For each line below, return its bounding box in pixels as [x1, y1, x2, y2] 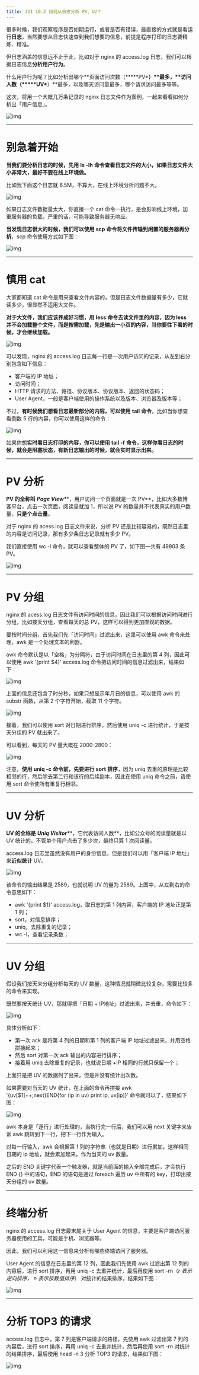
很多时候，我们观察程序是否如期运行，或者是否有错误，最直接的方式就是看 [6, 25, 188, 33]
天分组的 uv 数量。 [6, 1178, 52, 1185]
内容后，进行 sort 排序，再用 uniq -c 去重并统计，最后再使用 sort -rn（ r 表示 [6, 1267, 192, 1275]
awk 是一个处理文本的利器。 [16, 639, 85, 646]
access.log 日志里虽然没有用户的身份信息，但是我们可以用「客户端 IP [6, 850, 175, 857]
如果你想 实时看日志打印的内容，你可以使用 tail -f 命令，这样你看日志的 [6, 439, 179, 446]
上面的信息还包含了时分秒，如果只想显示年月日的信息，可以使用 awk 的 [6, 690, 180, 697]
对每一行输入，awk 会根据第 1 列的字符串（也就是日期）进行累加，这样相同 [6, 1143, 189, 1150]
